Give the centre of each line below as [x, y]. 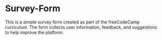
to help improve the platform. [34, 32]
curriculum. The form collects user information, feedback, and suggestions [81, 27]
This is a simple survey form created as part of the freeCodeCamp [72, 22]
